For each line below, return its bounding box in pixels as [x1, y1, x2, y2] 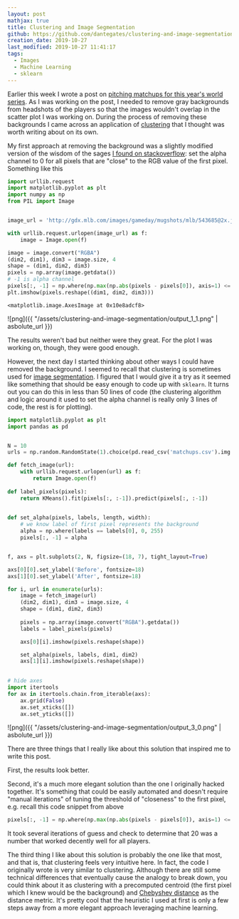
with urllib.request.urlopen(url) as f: [20, 468, 142, 476]
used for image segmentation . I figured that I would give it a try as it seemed [7, 372, 231, 381]
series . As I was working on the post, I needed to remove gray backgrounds [7, 97, 230, 106]
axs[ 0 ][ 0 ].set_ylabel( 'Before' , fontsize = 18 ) [7, 566, 144, 573]
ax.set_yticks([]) [20, 710, 75, 717]
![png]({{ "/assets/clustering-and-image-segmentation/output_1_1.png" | [7, 314, 218, 323]
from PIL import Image [7, 197, 75, 205]
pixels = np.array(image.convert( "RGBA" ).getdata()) [20, 618, 180, 626]
